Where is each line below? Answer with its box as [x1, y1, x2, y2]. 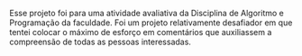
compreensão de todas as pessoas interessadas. [9, 36, 192, 47]
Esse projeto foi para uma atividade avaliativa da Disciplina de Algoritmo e [9, 8, 284, 18]
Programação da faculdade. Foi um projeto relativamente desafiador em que [9, 17, 293, 28]
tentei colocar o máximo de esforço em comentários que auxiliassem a [9, 27, 272, 37]
